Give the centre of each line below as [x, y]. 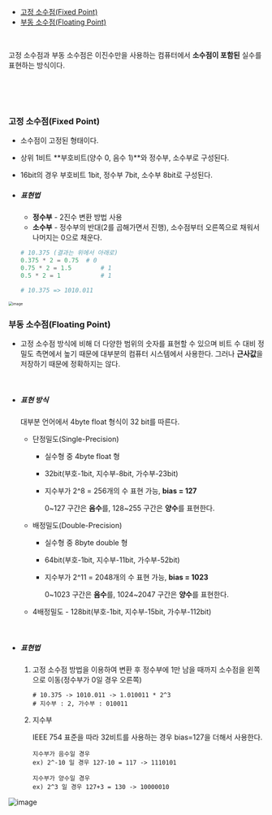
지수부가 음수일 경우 [61, 754]
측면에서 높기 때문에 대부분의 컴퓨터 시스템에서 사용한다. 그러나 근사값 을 [149, 353]
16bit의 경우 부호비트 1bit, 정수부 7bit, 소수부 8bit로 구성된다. [117, 175]
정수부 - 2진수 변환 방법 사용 [77, 217]
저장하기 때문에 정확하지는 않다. [70, 363]
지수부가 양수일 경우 [61, 778]
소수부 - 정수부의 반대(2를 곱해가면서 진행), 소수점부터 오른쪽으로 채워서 [146, 228]
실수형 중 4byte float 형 [82, 456]
